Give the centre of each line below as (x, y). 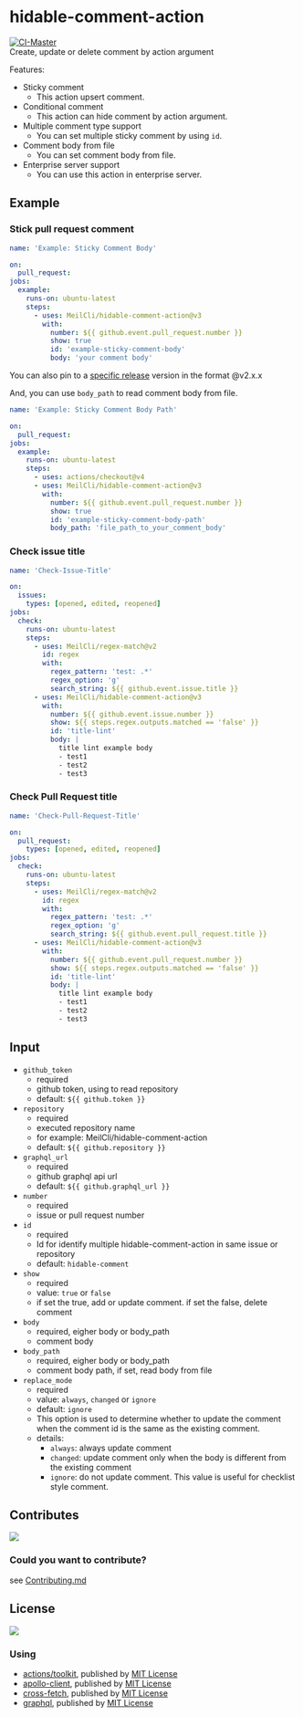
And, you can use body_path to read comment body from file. (124, 393)
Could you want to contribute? (78, 1560)
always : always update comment (110, 1448)
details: (50, 1438)
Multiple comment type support (82, 126)
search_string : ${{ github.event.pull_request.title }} (158, 934)
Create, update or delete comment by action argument (112, 51)
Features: (27, 69)
